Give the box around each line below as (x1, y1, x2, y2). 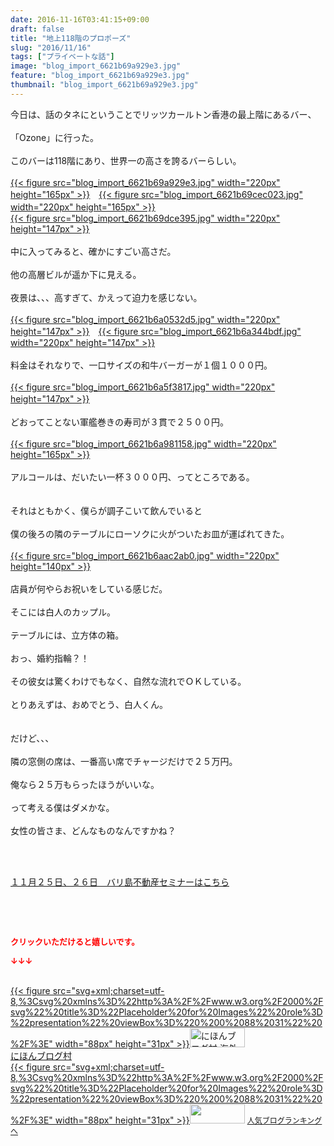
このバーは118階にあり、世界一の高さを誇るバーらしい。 (10, 154, 242, 166)
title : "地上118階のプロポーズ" (10, 33, 132, 43)
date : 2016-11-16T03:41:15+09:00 (10, 14, 150, 25)
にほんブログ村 (10, 1049, 72, 1061)
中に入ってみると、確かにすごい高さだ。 (10, 245, 177, 257)
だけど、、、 (10, 732, 55, 744)
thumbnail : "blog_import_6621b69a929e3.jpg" (10, 80, 199, 90)
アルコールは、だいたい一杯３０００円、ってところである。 (10, 471, 255, 483)
